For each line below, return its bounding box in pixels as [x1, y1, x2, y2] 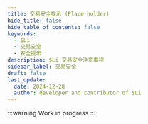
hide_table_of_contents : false [7, 23, 100, 30]
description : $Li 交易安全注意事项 [7, 57, 105, 64]
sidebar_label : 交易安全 [7, 63, 77, 70]
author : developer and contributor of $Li [14, 89, 142, 96]
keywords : [7, 30, 37, 38]
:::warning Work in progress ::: [7, 109, 96, 118]
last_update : [7, 76, 46, 84]
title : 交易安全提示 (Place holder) [7, 10, 110, 18]
